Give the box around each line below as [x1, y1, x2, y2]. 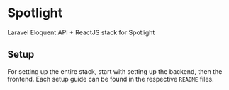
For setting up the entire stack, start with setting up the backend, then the [7, 67, 223, 75]
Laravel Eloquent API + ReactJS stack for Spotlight [7, 28, 155, 37]
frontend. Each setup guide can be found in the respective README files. [7, 75, 214, 83]
